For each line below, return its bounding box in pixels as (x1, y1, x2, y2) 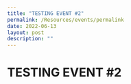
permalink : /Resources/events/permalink (7, 16, 125, 23)
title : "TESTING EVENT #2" (7, 10, 84, 17)
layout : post (7, 29, 45, 36)
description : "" (7, 36, 53, 42)
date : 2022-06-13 (7, 23, 57, 29)
